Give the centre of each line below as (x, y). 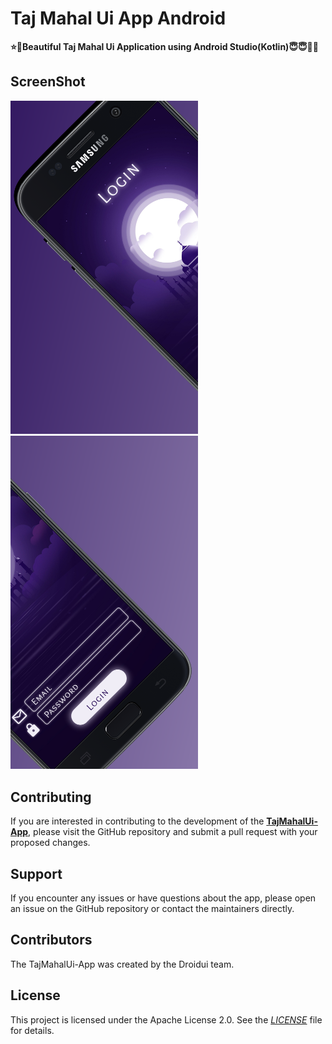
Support (36, 873)
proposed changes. (50, 843)
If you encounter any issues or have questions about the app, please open (163, 898)
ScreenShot (48, 82)
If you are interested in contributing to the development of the (137, 821)
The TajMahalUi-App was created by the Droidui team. (122, 964)
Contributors (51, 940)
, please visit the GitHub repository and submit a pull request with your (173, 832)
